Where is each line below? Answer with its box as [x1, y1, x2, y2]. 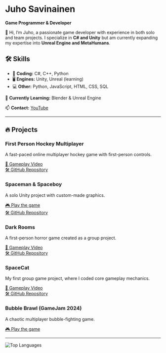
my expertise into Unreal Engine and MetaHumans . [5, 40, 111, 45]
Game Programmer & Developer [5, 20, 72, 26]
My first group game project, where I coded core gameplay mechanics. [5, 275, 150, 281]
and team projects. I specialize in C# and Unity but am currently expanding [5, 35, 158, 41]
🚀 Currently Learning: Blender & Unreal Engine [5, 95, 101, 101]
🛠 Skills [5, 55, 31, 63]
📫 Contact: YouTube [5, 105, 48, 111]
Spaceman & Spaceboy [5, 181, 62, 188]
